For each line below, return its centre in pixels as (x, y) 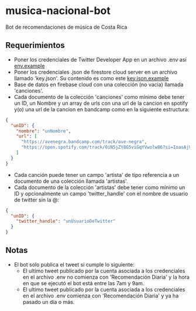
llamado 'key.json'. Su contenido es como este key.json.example (91, 78)
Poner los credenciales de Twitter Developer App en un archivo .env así (100, 59)
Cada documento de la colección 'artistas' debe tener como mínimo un (99, 187)
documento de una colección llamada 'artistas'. (71, 181)
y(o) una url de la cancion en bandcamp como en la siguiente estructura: (102, 109)
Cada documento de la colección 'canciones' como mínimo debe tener (99, 97)
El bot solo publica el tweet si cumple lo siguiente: (74, 264)
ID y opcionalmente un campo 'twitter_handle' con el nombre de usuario (101, 193)
